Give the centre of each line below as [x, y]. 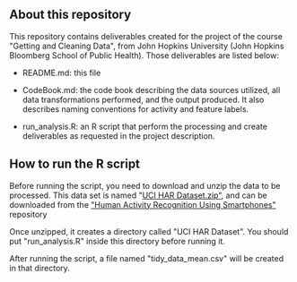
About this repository [70, 15]
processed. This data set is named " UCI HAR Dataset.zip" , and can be [138, 195]
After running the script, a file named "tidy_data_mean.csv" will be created [147, 258]
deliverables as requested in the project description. [118, 136]
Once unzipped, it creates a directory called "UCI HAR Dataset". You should [149, 231]
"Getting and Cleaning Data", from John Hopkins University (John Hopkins [147, 46]
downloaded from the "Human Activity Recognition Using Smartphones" [143, 204]
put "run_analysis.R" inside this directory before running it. [118, 241]
